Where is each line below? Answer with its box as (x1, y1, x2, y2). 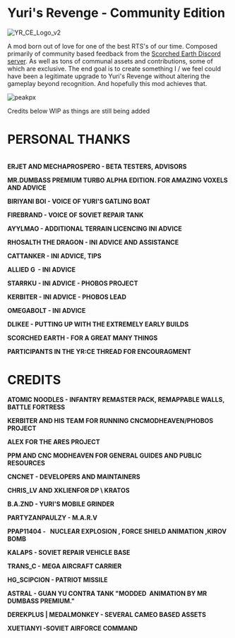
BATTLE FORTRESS (7, 403, 66, 411)
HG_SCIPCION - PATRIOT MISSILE (7, 575, 108, 584)
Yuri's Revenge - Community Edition (7, 5, 226, 21)
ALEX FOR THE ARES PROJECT (7, 437, 100, 446)
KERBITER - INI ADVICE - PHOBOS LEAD (7, 293, 127, 301)
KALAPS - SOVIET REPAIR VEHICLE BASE (7, 548, 131, 556)
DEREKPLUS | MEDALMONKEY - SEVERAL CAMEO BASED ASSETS (7, 610, 207, 618)
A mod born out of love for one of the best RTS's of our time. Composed (7, 42, 217, 50)
